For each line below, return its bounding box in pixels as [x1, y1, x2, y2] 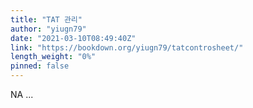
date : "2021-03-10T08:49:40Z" [10, 33, 137, 43]
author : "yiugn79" [10, 24, 87, 34]
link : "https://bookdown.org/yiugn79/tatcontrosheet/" [10, 42, 244, 53]
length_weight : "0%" [10, 52, 97, 62]
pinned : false [10, 61, 70, 71]
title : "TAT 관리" [10, 14, 83, 25]
